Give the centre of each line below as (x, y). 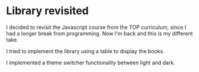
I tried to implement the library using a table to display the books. (85, 51)
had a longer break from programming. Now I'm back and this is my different (99, 33)
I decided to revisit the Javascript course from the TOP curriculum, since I (96, 27)
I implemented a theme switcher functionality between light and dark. (91, 63)
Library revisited (47, 11)
